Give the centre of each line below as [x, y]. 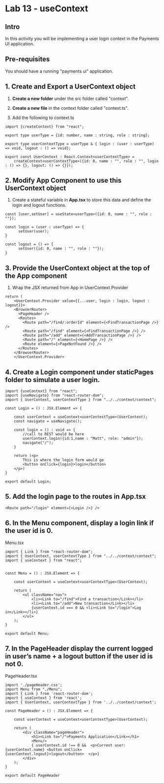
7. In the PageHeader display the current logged [79, 649]
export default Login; [28, 482]
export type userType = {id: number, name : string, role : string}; [78, 135]
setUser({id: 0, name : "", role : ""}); [61, 249]
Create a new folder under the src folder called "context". [70, 98]
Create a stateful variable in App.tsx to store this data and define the [82, 200]
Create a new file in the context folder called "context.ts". [70, 108]
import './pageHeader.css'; [34, 685]
